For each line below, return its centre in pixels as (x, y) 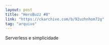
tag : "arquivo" (21, 24)
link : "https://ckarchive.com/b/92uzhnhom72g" (55, 19)
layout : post (19, 10)
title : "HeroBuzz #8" (28, 14)
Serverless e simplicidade (32, 38)
